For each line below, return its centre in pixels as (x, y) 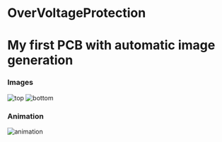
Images (21, 83)
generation (40, 60)
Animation (25, 116)
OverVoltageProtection (77, 13)
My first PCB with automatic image (111, 46)
